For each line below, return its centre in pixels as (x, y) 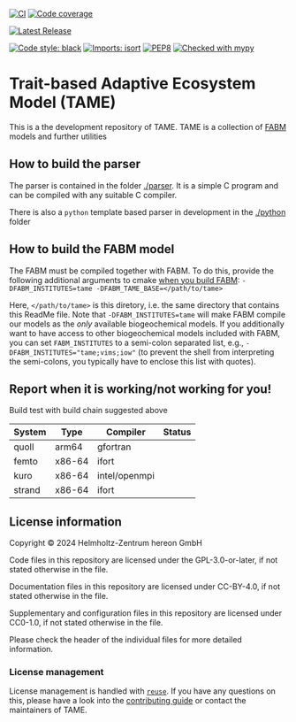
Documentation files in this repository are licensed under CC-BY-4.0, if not (145, 587)
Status (177, 432)
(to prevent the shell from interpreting (206, 352)
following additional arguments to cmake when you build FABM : (125, 280)
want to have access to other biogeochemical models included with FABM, (145, 333)
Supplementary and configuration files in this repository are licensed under (146, 613)
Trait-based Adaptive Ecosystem (133, 84)
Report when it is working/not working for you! (140, 389)
